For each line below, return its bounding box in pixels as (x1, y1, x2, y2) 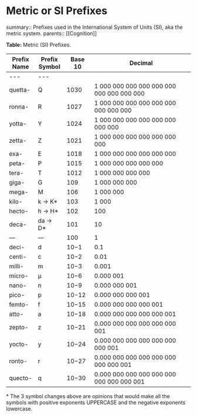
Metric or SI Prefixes (6, 4, 107, 18)
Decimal (129, 59, 153, 67)
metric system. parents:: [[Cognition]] (6, 29, 97, 36)
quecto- (9, 373, 32, 382)
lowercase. (6, 405, 33, 412)
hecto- (9, 207, 29, 215)
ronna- (9, 102, 29, 111)
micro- (9, 272, 29, 280)
